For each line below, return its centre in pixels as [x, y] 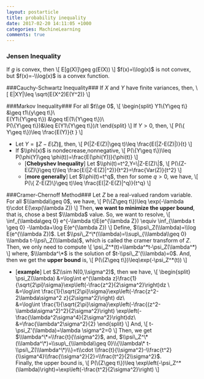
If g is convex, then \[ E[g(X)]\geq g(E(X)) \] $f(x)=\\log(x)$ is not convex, [99, 69]
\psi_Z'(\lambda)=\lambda [48, 331]
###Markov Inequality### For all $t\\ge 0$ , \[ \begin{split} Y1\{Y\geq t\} [97, 106]
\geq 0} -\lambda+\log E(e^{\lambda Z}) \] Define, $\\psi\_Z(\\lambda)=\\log [101, 228]
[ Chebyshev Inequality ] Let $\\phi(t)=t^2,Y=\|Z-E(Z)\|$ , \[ [97, 163]
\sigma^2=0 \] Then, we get [117, 331]
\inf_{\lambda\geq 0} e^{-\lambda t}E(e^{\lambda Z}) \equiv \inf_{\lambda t [100, 221]
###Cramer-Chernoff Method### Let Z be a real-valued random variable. [100, 195]
